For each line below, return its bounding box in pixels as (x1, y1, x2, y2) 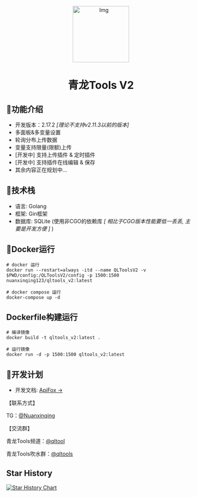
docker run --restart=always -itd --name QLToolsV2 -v (6, 267, 147, 273)
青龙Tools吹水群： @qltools (6, 450, 73, 457)
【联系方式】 (6, 399, 38, 406)
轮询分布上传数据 (14, 136, 58, 143)
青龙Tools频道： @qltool (6, 438, 65, 445)
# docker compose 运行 (6, 289, 61, 295)
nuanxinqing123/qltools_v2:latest (6, 277, 93, 283)
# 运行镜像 (6, 346, 30, 352)
